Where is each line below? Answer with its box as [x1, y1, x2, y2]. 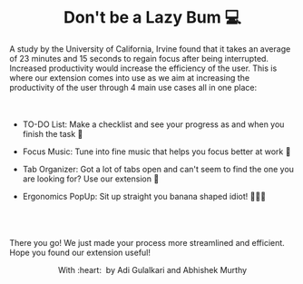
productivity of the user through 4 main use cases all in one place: [9, 82, 257, 93]
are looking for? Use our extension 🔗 [22, 173, 160, 184]
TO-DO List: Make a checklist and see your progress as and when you [22, 119, 285, 130]
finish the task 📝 [22, 128, 83, 139]
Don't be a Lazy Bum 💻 [63, 7, 242, 28]
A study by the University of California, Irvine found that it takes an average [9, 43, 291, 54]
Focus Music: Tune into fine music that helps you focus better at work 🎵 [22, 146, 291, 157]
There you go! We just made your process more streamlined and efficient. [9, 237, 286, 248]
